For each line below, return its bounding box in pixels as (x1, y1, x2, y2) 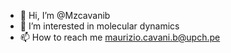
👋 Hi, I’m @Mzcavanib (19, 10, 111, 21)
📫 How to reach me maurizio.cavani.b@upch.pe (19, 31, 221, 43)
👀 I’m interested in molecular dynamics (19, 20, 180, 32)
